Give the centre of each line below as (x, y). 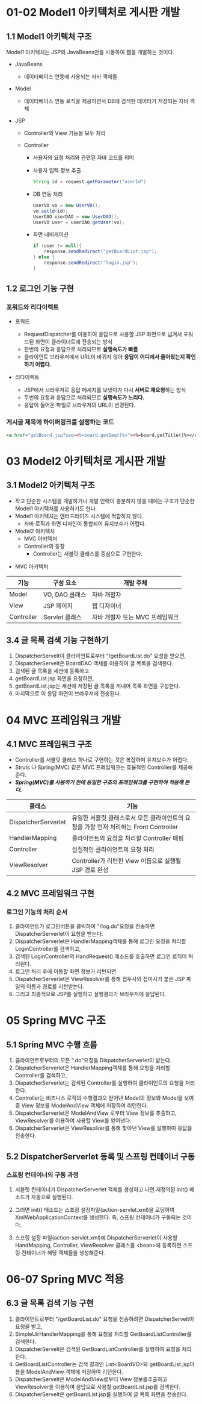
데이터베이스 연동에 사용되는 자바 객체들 (71, 77)
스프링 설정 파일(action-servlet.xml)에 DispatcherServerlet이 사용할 (96, 1237)
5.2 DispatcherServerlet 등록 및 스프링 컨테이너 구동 (101, 1157)
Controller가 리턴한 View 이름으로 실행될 (127, 861)
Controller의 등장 (44, 546)
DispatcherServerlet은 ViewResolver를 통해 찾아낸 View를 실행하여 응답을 (103, 1128)
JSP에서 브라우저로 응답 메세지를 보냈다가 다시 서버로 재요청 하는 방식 (105, 390)
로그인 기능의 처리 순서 (37, 912)
